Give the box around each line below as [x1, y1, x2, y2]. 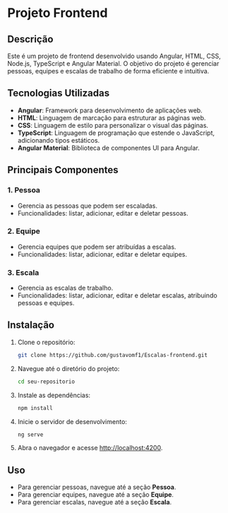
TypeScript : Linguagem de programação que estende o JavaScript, [17, 129, 215, 137]
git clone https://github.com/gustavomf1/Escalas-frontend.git [17, 351, 208, 358]
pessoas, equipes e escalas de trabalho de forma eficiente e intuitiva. [7, 67, 210, 75]
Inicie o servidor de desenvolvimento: [17, 417, 127, 425]
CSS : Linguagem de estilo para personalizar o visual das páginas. [17, 121, 209, 129]
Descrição [7, 33, 54, 45]
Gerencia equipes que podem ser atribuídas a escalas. [17, 242, 176, 251]
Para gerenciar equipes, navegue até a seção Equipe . [17, 490, 174, 499]
